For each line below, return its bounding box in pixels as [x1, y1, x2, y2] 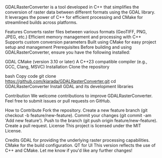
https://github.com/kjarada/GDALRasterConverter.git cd [5, 78, 116, 84]
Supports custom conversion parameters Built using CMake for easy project [5, 39, 156, 45]
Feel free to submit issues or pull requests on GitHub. [5, 98, 111, 103]
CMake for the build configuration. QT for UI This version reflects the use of [5, 143, 156, 148]
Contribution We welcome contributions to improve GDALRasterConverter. [5, 93, 153, 99]
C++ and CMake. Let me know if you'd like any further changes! [5, 147, 133, 153]
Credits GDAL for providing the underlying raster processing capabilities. [5, 137, 150, 143]
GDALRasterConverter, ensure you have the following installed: [5, 49, 131, 55]
